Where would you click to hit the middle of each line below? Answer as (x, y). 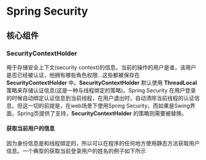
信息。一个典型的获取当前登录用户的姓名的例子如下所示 (76, 151)
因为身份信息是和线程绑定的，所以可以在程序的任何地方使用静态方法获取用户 (103, 143)
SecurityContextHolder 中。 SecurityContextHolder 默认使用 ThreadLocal (102, 82)
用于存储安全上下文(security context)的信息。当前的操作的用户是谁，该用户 (101, 67)
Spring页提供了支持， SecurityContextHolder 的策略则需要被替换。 (102, 113)
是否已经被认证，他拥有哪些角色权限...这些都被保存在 (73, 75)
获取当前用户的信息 (31, 128)
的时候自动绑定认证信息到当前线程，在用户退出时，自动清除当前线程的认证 (100, 98)
